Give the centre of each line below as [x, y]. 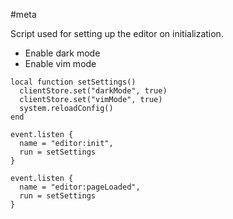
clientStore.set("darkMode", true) [93, 91]
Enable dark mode [62, 53]
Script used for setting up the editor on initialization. [117, 33]
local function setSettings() [73, 82]
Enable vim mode [60, 63]
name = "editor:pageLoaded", [80, 187]
